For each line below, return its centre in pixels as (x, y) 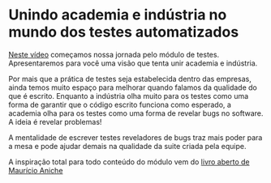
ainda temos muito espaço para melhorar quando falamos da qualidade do (133, 87)
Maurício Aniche (36, 170)
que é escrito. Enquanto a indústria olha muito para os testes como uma (129, 96)
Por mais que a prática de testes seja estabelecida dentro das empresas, (130, 79)
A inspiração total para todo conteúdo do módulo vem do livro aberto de (129, 162)
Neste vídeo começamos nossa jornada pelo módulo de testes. (114, 54)
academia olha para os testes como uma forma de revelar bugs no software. (136, 113)
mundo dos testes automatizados (124, 32)
